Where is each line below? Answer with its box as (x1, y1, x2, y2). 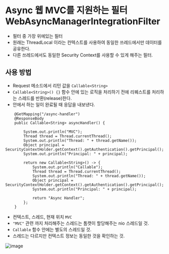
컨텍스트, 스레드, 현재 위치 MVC (12, 214, 72, 220)
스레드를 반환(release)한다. (18, 95, 72, 101)
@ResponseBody (14, 116, 44, 121)
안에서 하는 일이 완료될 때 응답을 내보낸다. (12, 101, 95, 108)
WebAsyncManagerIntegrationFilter (5, 16, 160, 27)
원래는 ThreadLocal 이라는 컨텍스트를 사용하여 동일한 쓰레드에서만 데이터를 (12, 39, 162, 45)
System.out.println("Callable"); (32, 165, 103, 170)
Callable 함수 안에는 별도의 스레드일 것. (12, 226, 92, 232)
